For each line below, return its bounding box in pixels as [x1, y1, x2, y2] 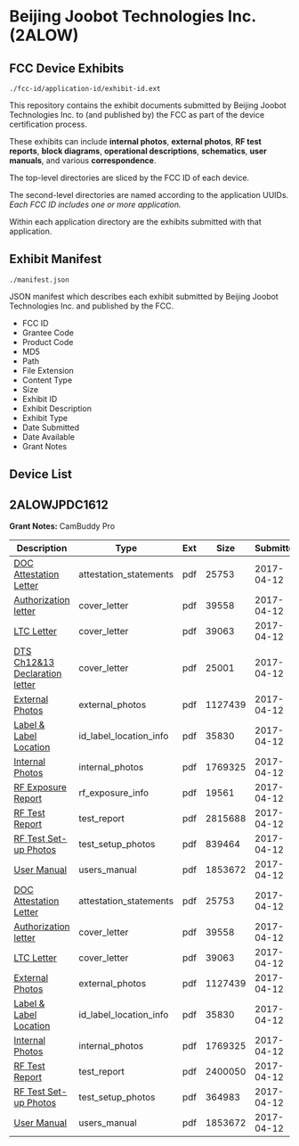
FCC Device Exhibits [9, 61, 125, 76]
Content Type [21, 375, 73, 385]
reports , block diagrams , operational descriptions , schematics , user [9, 145, 267, 156]
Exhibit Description [21, 403, 92, 414]
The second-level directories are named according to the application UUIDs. [9, 190, 289, 200]
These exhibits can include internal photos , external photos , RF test [9, 136, 263, 146]
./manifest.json [9, 275, 69, 284]
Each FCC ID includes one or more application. [9, 199, 182, 210]
